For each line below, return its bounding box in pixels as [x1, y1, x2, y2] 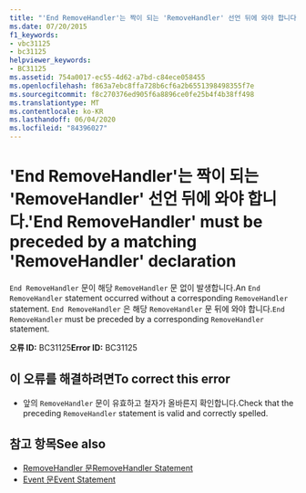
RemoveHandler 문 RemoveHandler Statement [22, 462, 194, 473]
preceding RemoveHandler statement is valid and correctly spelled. [22, 407, 269, 418]
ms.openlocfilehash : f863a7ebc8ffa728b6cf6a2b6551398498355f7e [9, 81, 255, 90]
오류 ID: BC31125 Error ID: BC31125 [9, 341, 138, 352]
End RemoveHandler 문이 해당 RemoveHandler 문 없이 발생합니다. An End [9, 282, 261, 293]
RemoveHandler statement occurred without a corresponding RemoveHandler [9, 292, 289, 303]
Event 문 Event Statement [22, 474, 116, 485]
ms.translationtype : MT [9, 98, 100, 108]
